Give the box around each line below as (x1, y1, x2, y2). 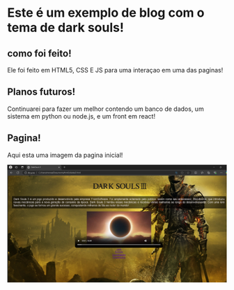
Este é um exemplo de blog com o (7, 5, 205, 21)
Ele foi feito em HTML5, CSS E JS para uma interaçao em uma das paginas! (7, 66, 224, 74)
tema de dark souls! (7, 20, 124, 36)
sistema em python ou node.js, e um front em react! (7, 112, 155, 120)
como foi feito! (7, 47, 72, 59)
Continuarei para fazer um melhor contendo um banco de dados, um (7, 105, 204, 113)
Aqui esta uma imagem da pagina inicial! (7, 151, 123, 159)
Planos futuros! (7, 86, 76, 98)
